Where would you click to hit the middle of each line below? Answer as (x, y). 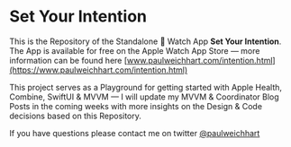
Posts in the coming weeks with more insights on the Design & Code (136, 106)
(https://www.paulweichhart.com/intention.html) (99, 70)
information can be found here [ (68, 60)
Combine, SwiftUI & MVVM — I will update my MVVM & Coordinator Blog (144, 97)
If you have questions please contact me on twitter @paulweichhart (135, 133)
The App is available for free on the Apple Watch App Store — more (135, 50)
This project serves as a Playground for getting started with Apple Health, (145, 87)
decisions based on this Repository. (76, 116)
